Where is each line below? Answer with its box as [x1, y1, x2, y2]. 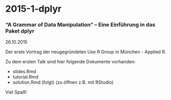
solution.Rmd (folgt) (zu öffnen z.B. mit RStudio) [12, 79, 114, 85]
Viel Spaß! [5, 89, 27, 95]
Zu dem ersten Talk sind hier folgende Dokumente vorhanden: [5, 59, 136, 65]
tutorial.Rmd [12, 74, 39, 80]
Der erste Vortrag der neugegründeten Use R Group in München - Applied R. [5, 49, 166, 55]
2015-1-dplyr [5, 3, 62, 15]
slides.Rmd [12, 69, 36, 75]
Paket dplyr [5, 27, 35, 35]
